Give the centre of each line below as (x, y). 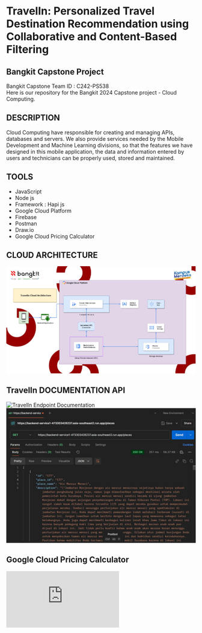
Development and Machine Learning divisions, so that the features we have (99, 145)
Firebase (26, 217)
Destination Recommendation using (98, 24)
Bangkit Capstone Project (55, 71)
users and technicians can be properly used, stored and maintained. (91, 158)
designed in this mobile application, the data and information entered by (95, 151)
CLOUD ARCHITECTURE (52, 255)
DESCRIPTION (33, 118)
